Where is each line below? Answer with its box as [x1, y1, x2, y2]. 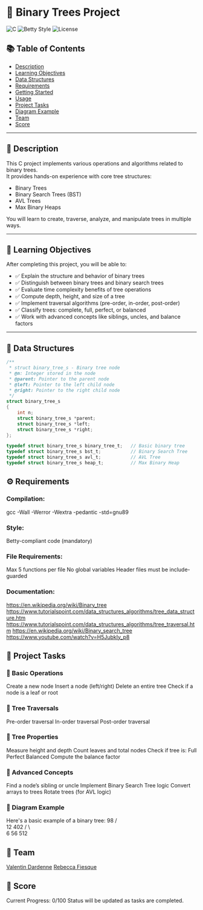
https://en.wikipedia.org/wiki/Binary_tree [6, 601, 107, 609]
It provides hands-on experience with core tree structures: [6, 172, 152, 180]
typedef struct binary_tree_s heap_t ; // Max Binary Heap [6, 460, 180, 466]
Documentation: [6, 588, 56, 596]
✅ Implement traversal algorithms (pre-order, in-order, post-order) [14, 300, 180, 307]
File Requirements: [6, 552, 63, 560]
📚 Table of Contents [6, 43, 86, 54]
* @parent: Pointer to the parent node [8, 376, 110, 382]
